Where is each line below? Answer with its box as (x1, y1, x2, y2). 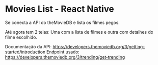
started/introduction (5, 49, 46, 55)
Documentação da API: (5, 43, 52, 49)
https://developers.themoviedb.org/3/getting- (53, 43, 145, 49)
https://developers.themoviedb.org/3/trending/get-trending (5, 54, 125, 60)
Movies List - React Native (5, 3, 114, 15)
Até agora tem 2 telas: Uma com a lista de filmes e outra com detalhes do (5, 29, 154, 35)
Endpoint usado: (46, 49, 79, 55)
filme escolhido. (5, 34, 38, 40)
